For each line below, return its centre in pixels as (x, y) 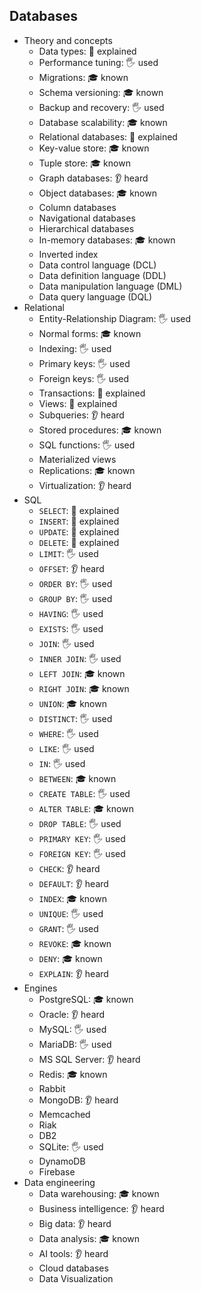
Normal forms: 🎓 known (90, 333)
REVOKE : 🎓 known (75, 943)
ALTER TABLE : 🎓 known (86, 808)
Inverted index (68, 254)
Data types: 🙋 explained (87, 51)
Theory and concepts (68, 40)
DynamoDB (62, 1161)
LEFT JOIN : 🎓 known (82, 673)
